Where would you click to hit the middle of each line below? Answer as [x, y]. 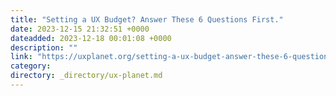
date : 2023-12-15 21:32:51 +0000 [80, 29]
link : [21, 57]
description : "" [44, 47]
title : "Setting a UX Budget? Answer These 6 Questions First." [147, 19]
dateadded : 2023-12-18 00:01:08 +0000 [91, 38]
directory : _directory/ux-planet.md [86, 76]
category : [31, 66]
